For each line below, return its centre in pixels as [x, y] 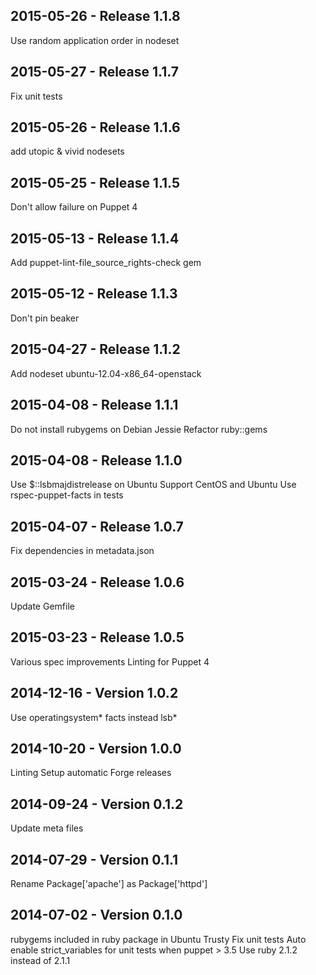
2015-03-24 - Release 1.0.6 [97, 582]
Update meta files [47, 828]
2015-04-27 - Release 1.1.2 [95, 349]
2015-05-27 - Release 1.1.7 [94, 72]
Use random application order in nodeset [95, 40]
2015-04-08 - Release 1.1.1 [94, 405]
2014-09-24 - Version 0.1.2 [97, 804]
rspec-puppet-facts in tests [67, 495]
